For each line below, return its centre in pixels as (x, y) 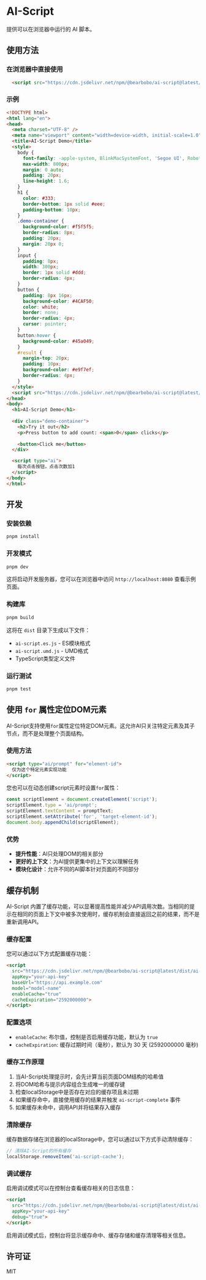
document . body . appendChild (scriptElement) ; (63, 822)
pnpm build (20, 617)
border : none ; (41, 313)
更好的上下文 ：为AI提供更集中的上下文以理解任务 (77, 861)
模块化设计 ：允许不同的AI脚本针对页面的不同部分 (77, 869)
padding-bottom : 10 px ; (51, 210)
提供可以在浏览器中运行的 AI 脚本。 (51, 29)
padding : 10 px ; (42, 364)
